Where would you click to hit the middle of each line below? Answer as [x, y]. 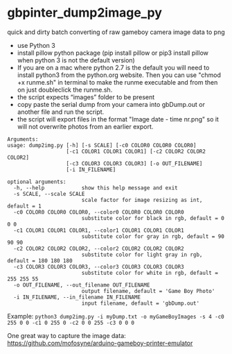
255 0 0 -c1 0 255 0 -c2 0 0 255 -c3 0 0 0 [71, 323]
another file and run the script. [61, 112]
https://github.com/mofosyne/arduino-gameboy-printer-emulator [100, 343]
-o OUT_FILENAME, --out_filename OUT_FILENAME [82, 285]
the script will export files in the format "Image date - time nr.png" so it [118, 119]
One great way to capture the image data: [66, 335]
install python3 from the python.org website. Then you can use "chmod [119, 75]
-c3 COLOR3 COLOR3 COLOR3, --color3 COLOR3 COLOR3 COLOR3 [99, 267]
